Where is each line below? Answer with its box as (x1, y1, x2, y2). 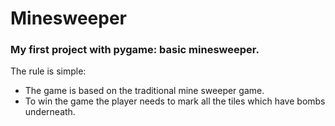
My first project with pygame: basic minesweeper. (10, 43, 260, 57)
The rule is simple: (10, 65, 87, 77)
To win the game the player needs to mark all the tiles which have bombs (24, 95, 326, 107)
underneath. (24, 106, 76, 118)
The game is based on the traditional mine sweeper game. (24, 85, 265, 97)
